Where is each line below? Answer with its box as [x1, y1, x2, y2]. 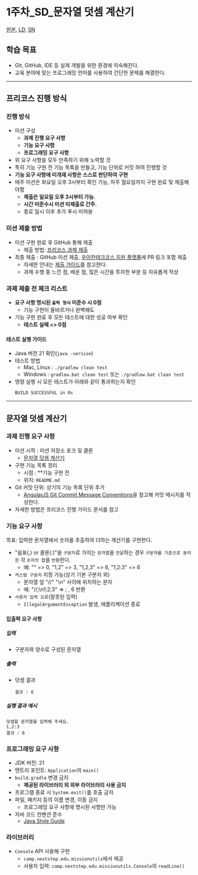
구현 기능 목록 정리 [14, 461, 58, 468]
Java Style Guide [23, 817, 65, 824]
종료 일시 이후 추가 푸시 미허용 [23, 208, 93, 215]
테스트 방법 [14, 357, 41, 364]
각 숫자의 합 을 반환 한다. [20, 556, 71, 563]
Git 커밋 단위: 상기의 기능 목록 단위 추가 [14, 484, 105, 491]
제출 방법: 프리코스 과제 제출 [23, 246, 88, 253]
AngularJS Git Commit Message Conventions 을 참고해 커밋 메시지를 [23, 491, 184, 498]
